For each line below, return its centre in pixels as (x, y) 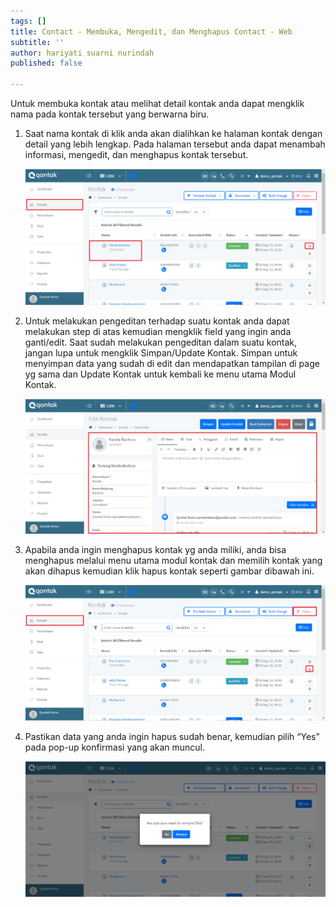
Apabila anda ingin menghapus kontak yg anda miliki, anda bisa (155, 549)
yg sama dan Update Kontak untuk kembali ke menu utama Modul (160, 374)
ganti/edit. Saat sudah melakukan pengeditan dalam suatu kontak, (161, 342)
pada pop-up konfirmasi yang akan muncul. (115, 747)
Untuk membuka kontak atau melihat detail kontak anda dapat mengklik (157, 103)
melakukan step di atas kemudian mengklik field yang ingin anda (158, 331)
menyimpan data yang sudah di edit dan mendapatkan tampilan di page (172, 363)
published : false (46, 63)
